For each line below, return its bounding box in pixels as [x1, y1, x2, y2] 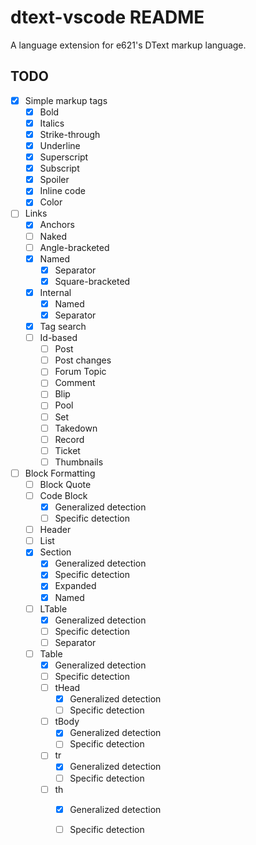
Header [39, 524, 72, 536]
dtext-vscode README [10, 6, 205, 29]
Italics [39, 117, 65, 129]
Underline [39, 140, 81, 151]
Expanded [54, 580, 97, 592]
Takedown [54, 422, 98, 434]
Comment [54, 377, 96, 389]
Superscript [39, 151, 89, 163]
